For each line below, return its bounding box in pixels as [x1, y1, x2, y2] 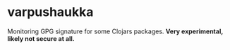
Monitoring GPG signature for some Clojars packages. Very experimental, [7, 27, 224, 35]
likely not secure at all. [7, 34, 75, 42]
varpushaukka [7, 4, 94, 20]
